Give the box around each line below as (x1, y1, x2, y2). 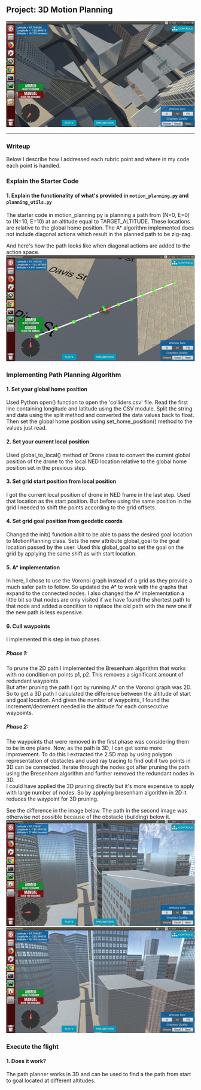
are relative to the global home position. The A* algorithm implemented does (6, 224, 194, 231)
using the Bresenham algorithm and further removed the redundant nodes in (6, 770, 194, 777)
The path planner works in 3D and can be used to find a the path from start (6, 1071, 191, 1078)
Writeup (6, 142, 31, 150)
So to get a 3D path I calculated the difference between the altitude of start (6, 690, 191, 698)
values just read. (6, 424, 47, 431)
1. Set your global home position (6, 385, 88, 392)
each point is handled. (6, 162, 61, 170)
